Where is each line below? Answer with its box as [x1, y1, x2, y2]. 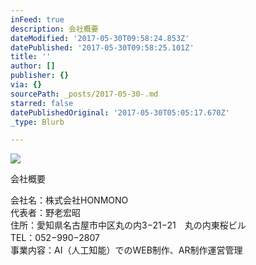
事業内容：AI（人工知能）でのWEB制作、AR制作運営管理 [10, 244, 243, 256]
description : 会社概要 [10, 24, 99, 34]
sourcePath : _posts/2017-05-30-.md [10, 89, 159, 99]
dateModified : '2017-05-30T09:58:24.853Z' [10, 33, 190, 43]
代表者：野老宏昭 [10, 207, 81, 219]
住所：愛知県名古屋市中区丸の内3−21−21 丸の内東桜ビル [10, 219, 247, 231]
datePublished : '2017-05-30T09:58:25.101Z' [10, 42, 195, 53]
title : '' [10, 52, 52, 62]
